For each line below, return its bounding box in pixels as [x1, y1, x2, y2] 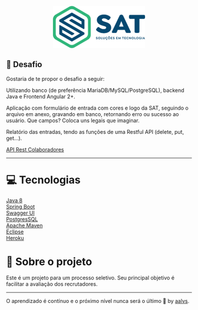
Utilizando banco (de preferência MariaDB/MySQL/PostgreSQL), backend [6, 87, 184, 94]
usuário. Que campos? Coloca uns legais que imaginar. [6, 117, 140, 124]
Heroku [6, 234, 24, 241]
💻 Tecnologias [6, 173, 81, 186]
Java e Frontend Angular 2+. [6, 93, 75, 100]
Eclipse [6, 228, 24, 235]
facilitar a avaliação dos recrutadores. [6, 281, 98, 288]
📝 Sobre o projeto [6, 255, 93, 268]
